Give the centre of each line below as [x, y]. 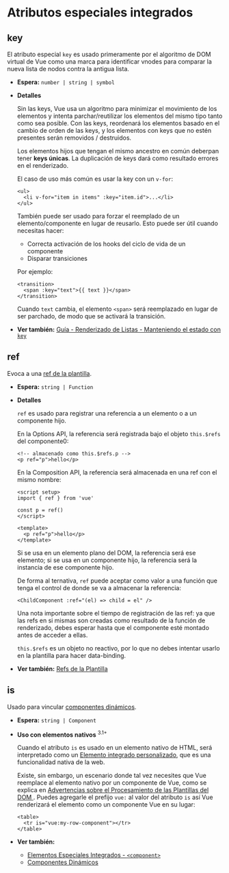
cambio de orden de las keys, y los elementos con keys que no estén [114, 130]
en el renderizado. [43, 165]
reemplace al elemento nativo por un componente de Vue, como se [112, 783]
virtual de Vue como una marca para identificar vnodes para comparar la [109, 62]
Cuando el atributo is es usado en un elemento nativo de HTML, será [114, 748]
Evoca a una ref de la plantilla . [50, 373]
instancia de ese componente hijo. [65, 567]
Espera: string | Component [57, 720]
